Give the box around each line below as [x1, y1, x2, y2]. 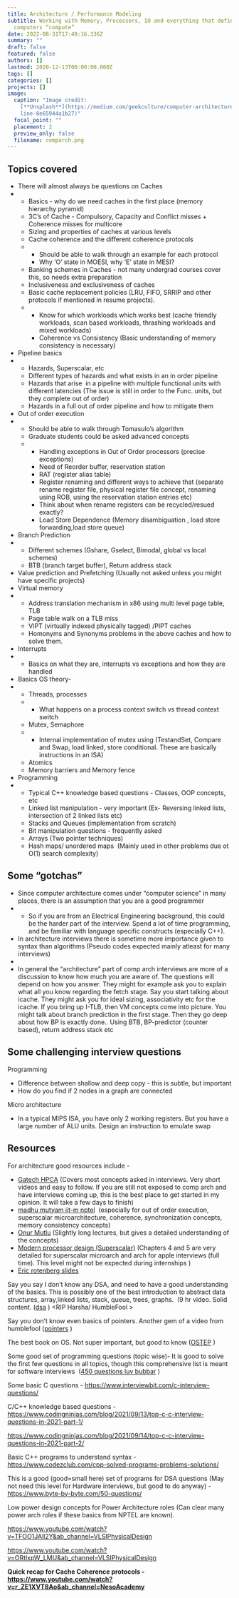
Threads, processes [28, 690, 87, 699]
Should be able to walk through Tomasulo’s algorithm [28, 425, 184, 433]
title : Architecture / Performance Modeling [7, 10, 142, 18]
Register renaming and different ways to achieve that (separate [38, 477, 224, 486]
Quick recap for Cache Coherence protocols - [7, 1567, 145, 1576]
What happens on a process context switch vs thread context [38, 705, 219, 714]
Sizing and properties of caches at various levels [28, 228, 172, 236]
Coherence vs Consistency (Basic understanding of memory [38, 333, 216, 343]
